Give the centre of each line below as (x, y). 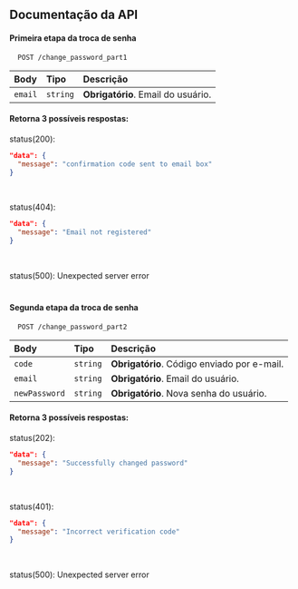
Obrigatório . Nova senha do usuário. (189, 393)
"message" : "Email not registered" (85, 232)
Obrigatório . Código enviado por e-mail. (197, 364)
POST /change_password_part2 (72, 327)
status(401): (32, 506)
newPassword (40, 393)
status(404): (33, 207)
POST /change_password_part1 (72, 57)
